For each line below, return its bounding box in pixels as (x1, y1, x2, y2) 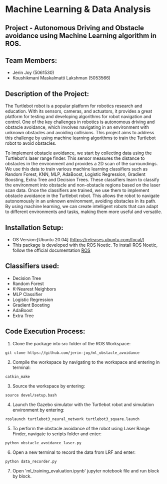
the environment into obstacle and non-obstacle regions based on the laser (5, 182, 160, 188)
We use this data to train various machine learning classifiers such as (5, 166, 148, 172)
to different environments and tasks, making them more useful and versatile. (5, 209, 162, 215)
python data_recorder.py (5, 459, 57, 464)
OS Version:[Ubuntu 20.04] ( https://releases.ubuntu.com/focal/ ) (12, 237, 145, 243)
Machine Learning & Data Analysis (5, 4, 151, 15)
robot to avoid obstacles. (5, 140, 56, 146)
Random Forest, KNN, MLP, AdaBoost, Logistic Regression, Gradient (5, 171, 146, 177)
